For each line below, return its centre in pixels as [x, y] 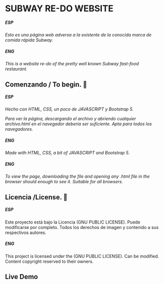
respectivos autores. [26, 232]
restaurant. [16, 69]
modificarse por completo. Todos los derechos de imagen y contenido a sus [82, 227]
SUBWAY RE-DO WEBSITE [59, 9]
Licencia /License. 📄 [36, 197]
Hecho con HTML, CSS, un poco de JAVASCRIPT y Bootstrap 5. [69, 109]
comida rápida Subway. [29, 40]
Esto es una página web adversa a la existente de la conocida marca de [78, 35]
